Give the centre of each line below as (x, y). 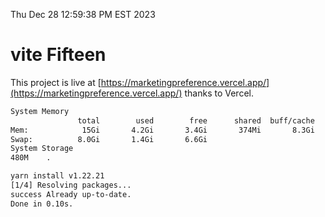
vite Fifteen (58, 55)
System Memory (40, 111)
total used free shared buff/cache (196, 120)
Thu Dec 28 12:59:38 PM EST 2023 (83, 14)
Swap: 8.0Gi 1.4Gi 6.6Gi (109, 139)
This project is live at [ (56, 82)
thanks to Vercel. (219, 93)
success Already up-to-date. (71, 194)
